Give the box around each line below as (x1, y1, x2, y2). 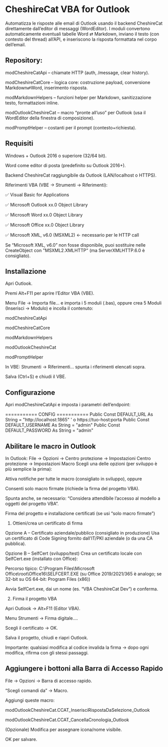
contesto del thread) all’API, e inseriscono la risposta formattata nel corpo (5, 36, 157, 42)
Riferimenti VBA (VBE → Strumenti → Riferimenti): (5, 182, 108, 188)
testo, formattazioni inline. (5, 100, 59, 106)
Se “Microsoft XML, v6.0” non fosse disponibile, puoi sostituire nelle (5, 242, 146, 248)
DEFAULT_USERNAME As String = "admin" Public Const (5, 422, 120, 428)
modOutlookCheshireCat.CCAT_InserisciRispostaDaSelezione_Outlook (5, 707, 150, 713)
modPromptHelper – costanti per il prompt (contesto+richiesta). (5, 124, 136, 130)
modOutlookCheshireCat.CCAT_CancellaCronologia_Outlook (5, 716, 129, 723)
